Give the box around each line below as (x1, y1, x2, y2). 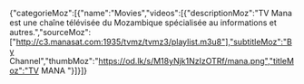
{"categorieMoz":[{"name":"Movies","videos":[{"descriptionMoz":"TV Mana (9, 8, 293, 18)
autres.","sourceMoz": (9, 27, 92, 37)
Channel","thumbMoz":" (9, 56, 99, 66)
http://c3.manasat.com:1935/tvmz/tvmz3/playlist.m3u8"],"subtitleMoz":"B (15, 36, 292, 47)
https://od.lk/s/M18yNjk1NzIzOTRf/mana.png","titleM (98, 56, 295, 66)
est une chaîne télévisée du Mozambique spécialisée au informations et (9, 17, 277, 28)
